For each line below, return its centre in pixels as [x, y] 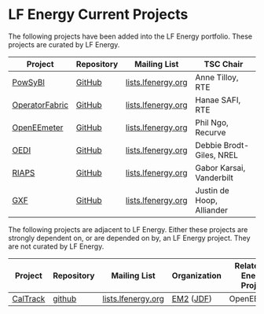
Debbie [209, 145]
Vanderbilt [214, 177]
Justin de [212, 190]
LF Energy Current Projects [98, 15]
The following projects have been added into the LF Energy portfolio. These [130, 36]
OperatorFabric [40, 105]
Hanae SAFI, [218, 100]
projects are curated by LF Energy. [64, 44]
